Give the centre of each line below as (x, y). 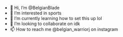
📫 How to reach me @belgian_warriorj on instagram (64, 29)
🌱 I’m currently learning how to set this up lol (56, 18)
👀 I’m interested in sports (35, 13)
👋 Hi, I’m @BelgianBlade (35, 8)
